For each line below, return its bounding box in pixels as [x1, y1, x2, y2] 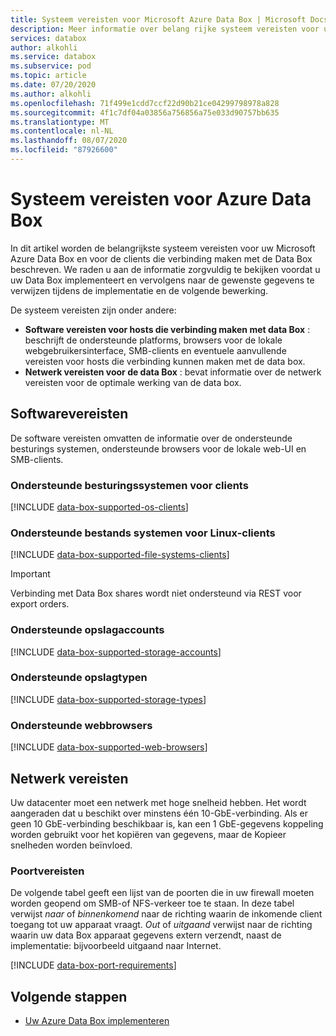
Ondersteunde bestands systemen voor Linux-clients [10, 526, 276, 540]
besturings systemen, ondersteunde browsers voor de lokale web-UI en [10, 442, 307, 455]
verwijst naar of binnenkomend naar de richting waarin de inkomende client [10, 908, 323, 920]
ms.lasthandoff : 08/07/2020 [10, 136, 128, 146]
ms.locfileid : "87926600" [10, 145, 118, 155]
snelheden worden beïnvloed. [10, 839, 133, 851]
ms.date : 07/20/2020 [10, 80, 97, 90]
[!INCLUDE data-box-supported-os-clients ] [10, 501, 189, 513]
